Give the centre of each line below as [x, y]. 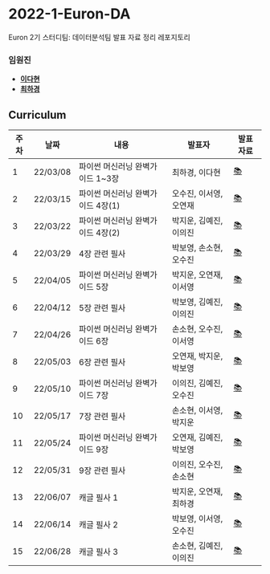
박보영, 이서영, [197, 519]
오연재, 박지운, [197, 356]
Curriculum [37, 114]
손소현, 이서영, [197, 410]
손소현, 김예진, [197, 546]
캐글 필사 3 [99, 552]
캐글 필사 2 [99, 525]
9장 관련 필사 [102, 470]
